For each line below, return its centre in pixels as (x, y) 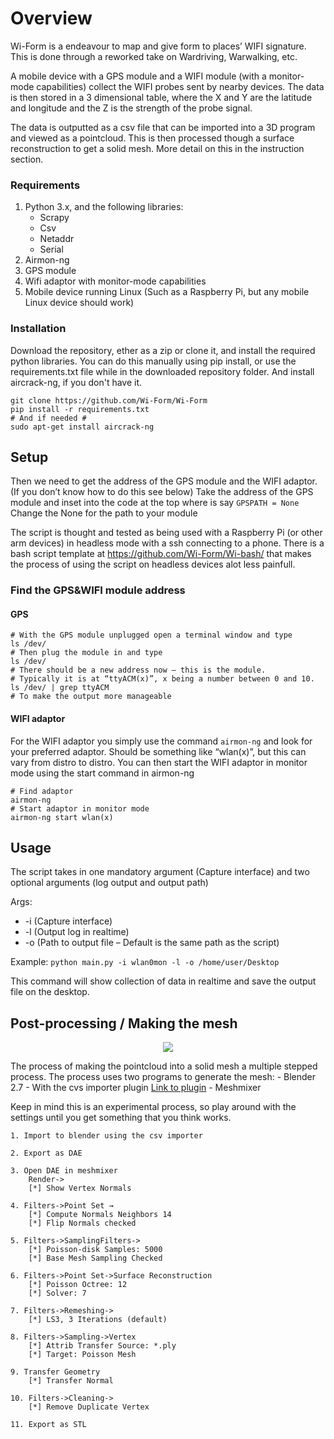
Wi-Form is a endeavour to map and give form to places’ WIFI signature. (158, 46)
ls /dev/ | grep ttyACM (60, 688)
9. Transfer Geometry (55, 1372)
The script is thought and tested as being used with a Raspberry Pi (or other (166, 533)
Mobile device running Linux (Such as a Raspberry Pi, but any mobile (167, 292)
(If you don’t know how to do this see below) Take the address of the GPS (162, 492)
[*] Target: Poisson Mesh (82, 1355)
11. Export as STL (48, 1425)
